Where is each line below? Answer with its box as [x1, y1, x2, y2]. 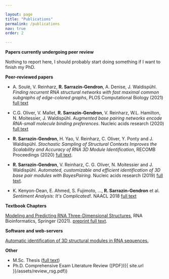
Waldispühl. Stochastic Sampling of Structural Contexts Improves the [12, 141, 157, 147]
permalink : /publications [5, 21, 60, 26]
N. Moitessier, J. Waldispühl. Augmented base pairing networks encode [12, 115, 162, 122]
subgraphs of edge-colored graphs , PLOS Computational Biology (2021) [12, 95, 163, 101]
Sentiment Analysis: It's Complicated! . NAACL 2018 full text [12, 193, 137, 199]
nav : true [5, 26, 26, 31]
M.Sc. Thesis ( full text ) [12, 257, 60, 263]
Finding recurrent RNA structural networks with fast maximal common [12, 89, 159, 95]
